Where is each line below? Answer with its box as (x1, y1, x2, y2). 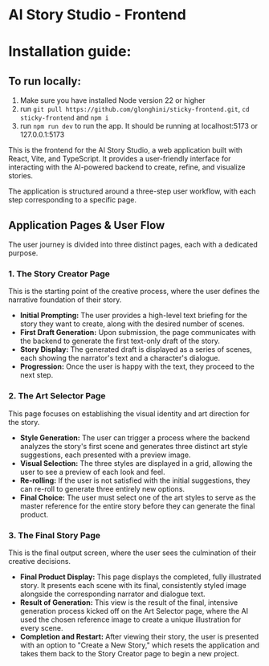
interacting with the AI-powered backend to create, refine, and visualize (8, 162, 246, 172)
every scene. (19, 623, 63, 632)
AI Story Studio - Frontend (8, 6, 186, 24)
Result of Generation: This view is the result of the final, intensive (19, 597, 238, 607)
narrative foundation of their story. (8, 295, 122, 304)
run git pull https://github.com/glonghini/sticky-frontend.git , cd (19, 104, 250, 114)
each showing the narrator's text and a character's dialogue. (19, 353, 221, 363)
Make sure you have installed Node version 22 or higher (19, 96, 206, 105)
